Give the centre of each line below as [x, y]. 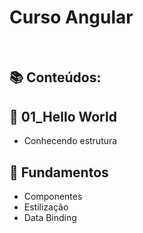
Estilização [46, 207]
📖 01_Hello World [63, 116]
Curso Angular [71, 17]
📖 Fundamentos [59, 172]
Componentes [53, 196]
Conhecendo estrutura [70, 141]
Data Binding [50, 217]
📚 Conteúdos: [55, 77]
